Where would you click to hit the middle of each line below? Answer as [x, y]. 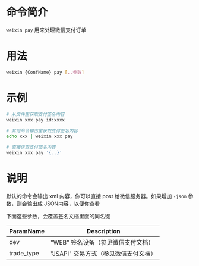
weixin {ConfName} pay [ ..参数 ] [45, 72]
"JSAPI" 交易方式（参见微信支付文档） [103, 254]
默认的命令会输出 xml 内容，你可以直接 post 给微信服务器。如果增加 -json [97, 196]
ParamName [27, 231]
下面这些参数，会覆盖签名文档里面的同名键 [58, 216]
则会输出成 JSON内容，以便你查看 [58, 204]
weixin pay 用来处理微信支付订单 [46, 30]
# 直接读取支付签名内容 [31, 147]
